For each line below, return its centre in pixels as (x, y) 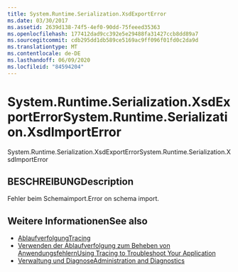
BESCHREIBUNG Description (70, 181)
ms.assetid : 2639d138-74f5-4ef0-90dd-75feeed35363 (84, 27)
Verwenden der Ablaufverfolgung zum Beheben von (94, 246)
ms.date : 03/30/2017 (38, 21)
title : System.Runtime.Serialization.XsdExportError (87, 14)
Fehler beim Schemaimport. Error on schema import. (83, 199)
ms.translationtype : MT (43, 47)
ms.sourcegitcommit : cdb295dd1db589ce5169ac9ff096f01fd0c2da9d (103, 40)
